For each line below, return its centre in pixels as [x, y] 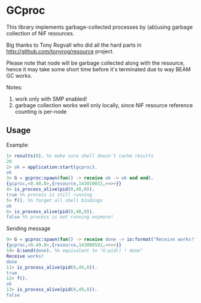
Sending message [28, 229]
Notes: [14, 87]
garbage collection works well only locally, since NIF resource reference [104, 105]
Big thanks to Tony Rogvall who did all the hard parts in [74, 45]
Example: [18, 145]
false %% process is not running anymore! [60, 217]
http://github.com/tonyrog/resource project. [60, 51]
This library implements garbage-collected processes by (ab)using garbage [100, 27]
